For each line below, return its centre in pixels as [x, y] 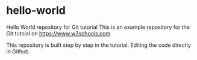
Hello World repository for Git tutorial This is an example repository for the [98, 27]
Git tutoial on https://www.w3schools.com [58, 33]
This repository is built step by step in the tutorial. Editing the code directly [98, 45]
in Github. [18, 51]
